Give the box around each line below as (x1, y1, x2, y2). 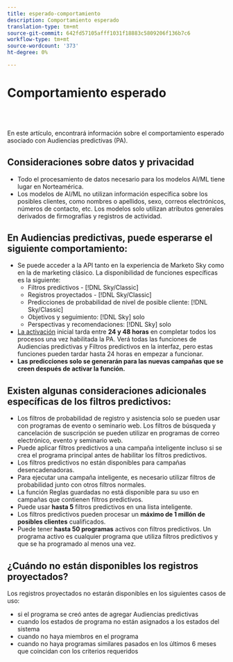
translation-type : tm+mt (7, 23, 79, 30)
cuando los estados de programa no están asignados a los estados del (17, 617, 220, 626)
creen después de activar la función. (17, 364, 126, 373)
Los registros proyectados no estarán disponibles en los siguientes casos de (7, 589, 226, 598)
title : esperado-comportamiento (7, 10, 101, 17)
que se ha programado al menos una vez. (17, 540, 137, 548)
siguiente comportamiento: (7, 243, 128, 255)
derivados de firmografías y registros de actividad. (17, 211, 162, 220)
